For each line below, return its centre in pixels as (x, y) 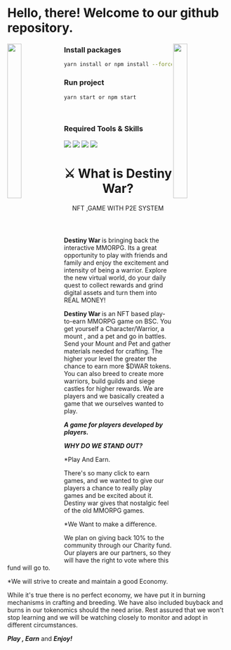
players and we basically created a (114, 396)
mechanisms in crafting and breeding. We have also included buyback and (115, 602)
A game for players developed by (114, 425)
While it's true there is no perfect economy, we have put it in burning (106, 595)
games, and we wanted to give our (114, 480)
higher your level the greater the (111, 358)
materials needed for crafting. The (113, 351)
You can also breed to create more (114, 373)
